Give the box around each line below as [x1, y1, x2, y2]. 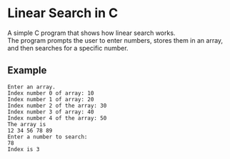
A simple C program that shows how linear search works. [7, 29, 176, 37]
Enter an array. [7, 83, 56, 91]
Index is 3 [7, 145, 40, 153]
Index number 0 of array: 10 [7, 89, 94, 97]
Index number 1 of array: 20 [7, 96, 94, 103]
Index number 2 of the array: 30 [7, 102, 107, 109]
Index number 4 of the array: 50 [7, 114, 107, 122]
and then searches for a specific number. [7, 43, 129, 52]
